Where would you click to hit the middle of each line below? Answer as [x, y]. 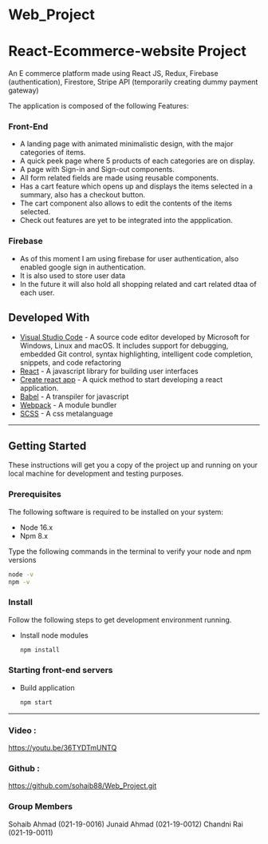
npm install [39, 650]
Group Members [41, 806]
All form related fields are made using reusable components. [119, 178]
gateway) [24, 90]
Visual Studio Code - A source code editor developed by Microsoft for [134, 336]
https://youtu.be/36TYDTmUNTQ [63, 748]
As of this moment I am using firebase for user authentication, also [129, 258]
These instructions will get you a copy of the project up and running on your [133, 465]
